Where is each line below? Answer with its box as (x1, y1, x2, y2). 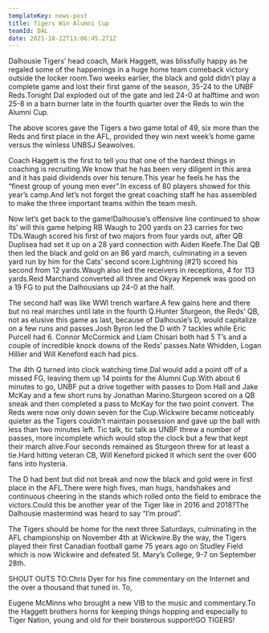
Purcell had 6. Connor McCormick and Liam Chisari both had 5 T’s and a (8, 332, 247, 342)
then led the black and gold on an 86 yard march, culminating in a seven (8, 249, 247, 258)
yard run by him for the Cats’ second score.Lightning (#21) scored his (8, 257, 238, 266)
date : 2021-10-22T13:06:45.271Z (8, 34, 116, 43)
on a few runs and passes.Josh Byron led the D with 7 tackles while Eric (8, 323, 247, 334)
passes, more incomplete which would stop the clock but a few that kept (8, 434, 249, 443)
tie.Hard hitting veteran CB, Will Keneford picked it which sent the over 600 (8, 450, 257, 460)
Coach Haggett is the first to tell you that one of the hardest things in (8, 156, 235, 166)
